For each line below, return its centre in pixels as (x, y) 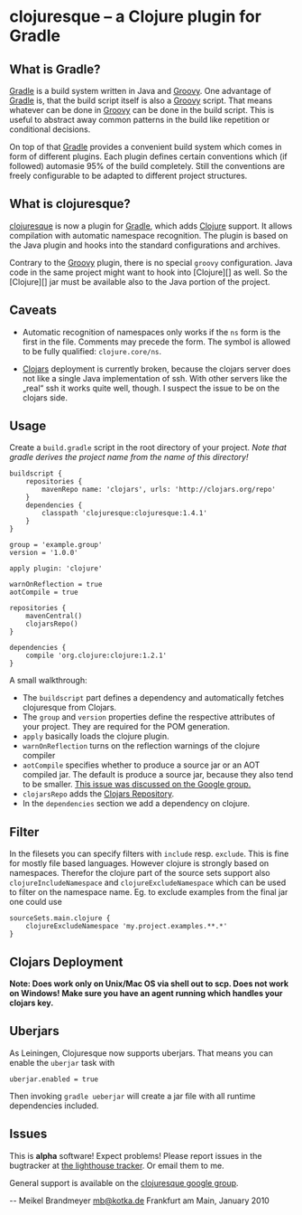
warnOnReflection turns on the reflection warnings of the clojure (141, 746)
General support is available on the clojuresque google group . (124, 1182)
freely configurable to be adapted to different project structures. (128, 175)
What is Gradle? (55, 69)
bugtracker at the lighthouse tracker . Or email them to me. (117, 1165)
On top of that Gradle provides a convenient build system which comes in (146, 147)
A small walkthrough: (48, 681)
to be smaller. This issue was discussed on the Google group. (137, 785)
